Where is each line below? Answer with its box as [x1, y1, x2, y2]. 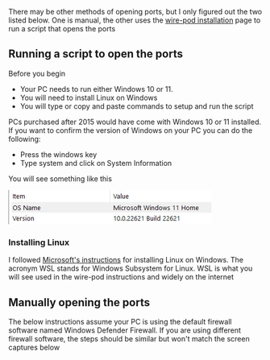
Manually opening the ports [8, 296, 151, 309]
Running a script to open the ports [8, 48, 184, 61]
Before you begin [8, 68, 66, 78]
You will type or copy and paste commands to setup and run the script [19, 101, 254, 111]
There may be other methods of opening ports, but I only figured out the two [8, 7, 263, 16]
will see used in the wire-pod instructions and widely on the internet [8, 272, 235, 282]
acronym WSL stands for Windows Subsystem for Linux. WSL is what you [8, 263, 253, 273]
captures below [8, 342, 60, 352]
